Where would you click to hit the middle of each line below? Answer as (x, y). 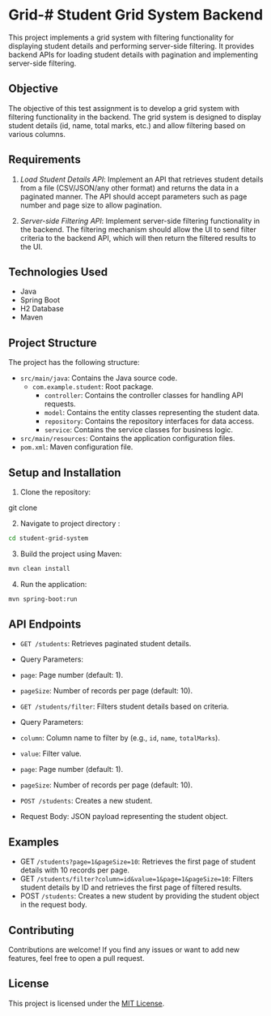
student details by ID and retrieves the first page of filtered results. (131, 887)
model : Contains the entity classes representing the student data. (152, 413)
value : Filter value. (51, 754)
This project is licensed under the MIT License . (87, 1003)
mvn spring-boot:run (43, 599)
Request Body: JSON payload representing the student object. (124, 817)
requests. (60, 404)
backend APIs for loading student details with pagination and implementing (133, 54)
